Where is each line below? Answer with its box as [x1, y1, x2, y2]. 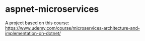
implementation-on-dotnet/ [5, 30, 61, 36]
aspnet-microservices [5, 3, 99, 15]
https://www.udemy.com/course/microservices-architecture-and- [5, 25, 140, 31]
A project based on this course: [5, 20, 70, 26]
